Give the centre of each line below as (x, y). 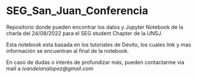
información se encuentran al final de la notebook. (68, 50)
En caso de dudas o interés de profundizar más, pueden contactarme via (96, 62)
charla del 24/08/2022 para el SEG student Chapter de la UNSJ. (85, 33)
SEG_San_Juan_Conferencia (77, 11)
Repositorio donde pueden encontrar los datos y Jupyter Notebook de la (95, 27)
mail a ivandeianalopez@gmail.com (50, 68)
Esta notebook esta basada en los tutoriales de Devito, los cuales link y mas (99, 45)
